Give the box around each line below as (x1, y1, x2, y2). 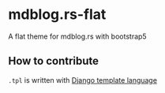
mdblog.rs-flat (8, 6, 107, 24)
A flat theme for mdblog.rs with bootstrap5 (8, 32, 148, 41)
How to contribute (8, 54, 99, 68)
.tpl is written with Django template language (8, 75, 158, 84)
